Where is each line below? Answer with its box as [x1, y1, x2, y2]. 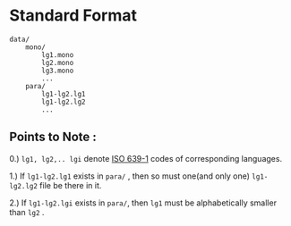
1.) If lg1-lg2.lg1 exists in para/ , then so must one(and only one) [9, 171, 251, 181]
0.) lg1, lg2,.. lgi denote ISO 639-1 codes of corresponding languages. [9, 153, 283, 163]
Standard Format [9, 5, 137, 26]
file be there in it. [39, 180, 102, 190]
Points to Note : [9, 130, 97, 145]
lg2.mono [41, 58, 74, 67]
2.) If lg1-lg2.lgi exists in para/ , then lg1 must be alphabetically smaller [9, 197, 278, 208]
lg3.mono [41, 66, 74, 75]
